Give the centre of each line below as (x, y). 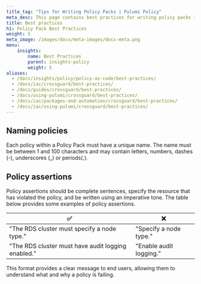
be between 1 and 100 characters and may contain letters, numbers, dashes (100, 152)
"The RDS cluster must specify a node (63, 229)
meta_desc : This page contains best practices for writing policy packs (99, 17)
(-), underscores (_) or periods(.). (47, 158)
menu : (13, 46)
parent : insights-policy (59, 62)
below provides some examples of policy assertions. (71, 204)
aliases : (17, 73)
